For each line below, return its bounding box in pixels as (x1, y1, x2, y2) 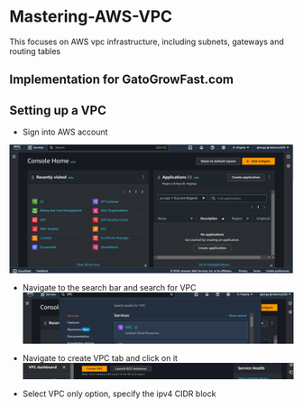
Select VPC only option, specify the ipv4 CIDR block (22, 388, 216, 399)
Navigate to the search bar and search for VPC (22, 283, 197, 293)
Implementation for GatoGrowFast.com (9, 72, 234, 88)
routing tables (9, 45, 61, 56)
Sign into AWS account (22, 126, 108, 137)
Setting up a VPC (9, 102, 106, 118)
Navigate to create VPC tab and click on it (22, 352, 179, 363)
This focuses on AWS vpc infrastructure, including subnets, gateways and (9, 36, 284, 47)
